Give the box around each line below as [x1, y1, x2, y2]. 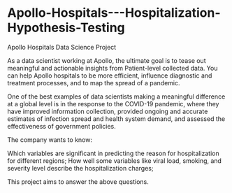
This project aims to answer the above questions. [7, 177, 149, 186]
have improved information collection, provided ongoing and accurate [7, 107, 208, 115]
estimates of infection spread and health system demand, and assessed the [7, 114, 226, 123]
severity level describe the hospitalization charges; [7, 164, 154, 172]
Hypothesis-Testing [7, 20, 126, 36]
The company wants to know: [7, 135, 93, 144]
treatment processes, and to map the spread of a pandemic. [7, 78, 180, 87]
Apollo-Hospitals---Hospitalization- [7, 5, 222, 21]
